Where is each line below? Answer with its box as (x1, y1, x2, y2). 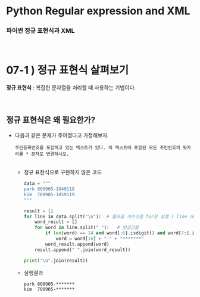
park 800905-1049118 (23, 186, 75, 192)
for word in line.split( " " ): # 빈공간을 (35, 225, 139, 231)
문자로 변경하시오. (31, 151, 70, 157)
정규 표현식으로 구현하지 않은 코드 (23, 169, 102, 176)
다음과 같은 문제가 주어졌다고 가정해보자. (14, 132, 109, 139)
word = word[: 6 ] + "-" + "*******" (55, 236, 144, 242)
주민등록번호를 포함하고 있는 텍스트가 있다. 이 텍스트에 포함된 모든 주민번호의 (14, 145, 180, 151)
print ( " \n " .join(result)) (23, 258, 88, 264)
